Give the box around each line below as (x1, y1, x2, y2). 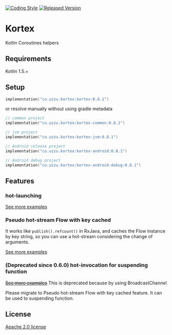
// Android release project (5, 143, 66, 149)
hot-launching (5, 192, 42, 199)
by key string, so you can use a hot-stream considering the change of (5, 234, 153, 240)
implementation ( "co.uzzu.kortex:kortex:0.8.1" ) (5, 96, 109, 102)
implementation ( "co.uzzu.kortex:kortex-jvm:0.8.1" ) (5, 135, 118, 140)
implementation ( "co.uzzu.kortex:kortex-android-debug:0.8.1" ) (5, 162, 141, 167)
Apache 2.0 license (5, 323, 46, 330)
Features (5, 177, 34, 185)
